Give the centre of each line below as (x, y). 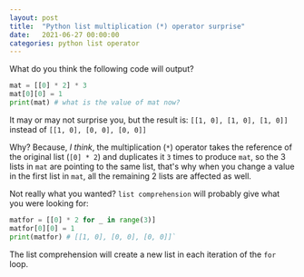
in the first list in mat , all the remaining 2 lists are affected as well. (131, 176)
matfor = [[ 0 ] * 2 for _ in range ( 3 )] (83, 220)
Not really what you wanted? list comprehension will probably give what (145, 193)
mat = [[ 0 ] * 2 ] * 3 (49, 86)
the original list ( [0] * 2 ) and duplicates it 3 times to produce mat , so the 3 (147, 156)
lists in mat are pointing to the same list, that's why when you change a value (152, 166)
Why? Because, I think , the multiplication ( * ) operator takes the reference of (151, 147)
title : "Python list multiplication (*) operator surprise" (127, 26)
